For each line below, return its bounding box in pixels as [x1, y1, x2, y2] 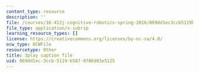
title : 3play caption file [6, 52, 73, 58]
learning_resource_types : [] [6, 31, 78, 36]
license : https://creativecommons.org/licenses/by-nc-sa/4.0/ [6, 36, 163, 42]
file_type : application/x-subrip [6, 25, 89, 31]
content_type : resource [6, 8, 65, 15]
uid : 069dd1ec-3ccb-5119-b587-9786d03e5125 [6, 58, 115, 64]
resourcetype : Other [6, 47, 57, 53]
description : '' [6, 14, 46, 20]
